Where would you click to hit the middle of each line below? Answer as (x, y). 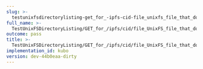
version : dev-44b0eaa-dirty (42, 56)
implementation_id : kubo (37, 51)
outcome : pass (24, 34)
